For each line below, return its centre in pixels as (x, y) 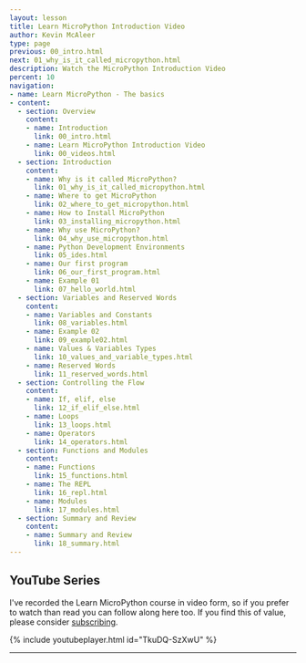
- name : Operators (61, 433)
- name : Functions (61, 467)
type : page (30, 43)
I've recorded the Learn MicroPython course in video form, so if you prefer (149, 602)
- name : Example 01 (63, 281)
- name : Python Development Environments (105, 247)
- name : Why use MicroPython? (83, 230)
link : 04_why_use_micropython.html (101, 238)
